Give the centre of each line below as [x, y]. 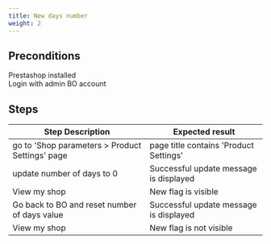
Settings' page [40, 155]
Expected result [204, 132]
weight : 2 [25, 23]
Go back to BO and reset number [75, 205]
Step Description [77, 132]
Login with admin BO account [57, 84]
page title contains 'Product [201, 146]
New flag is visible [184, 192]
